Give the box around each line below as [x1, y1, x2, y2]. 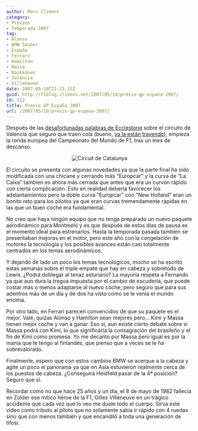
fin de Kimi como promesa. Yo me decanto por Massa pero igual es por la [6, 333, 186, 340]
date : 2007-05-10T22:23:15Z [6, 86, 76, 92]
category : [6, 14, 31, 20]
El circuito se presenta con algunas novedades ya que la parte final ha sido [6, 166, 190, 173]
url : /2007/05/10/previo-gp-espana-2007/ [6, 108, 110, 114]
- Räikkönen [6, 69, 36, 75]
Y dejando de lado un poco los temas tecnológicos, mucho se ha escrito [6, 259, 183, 266]
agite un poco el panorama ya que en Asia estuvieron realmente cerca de [6, 363, 186, 371]
